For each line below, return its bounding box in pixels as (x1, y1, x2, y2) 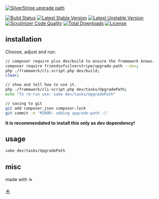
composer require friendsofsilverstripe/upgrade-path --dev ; (5, 63, 139, 69)
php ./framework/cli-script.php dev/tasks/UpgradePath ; (5, 87, 127, 92)
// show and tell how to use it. (5, 82, 77, 87)
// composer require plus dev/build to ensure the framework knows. (5, 58, 155, 64)
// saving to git (5, 101, 43, 106)
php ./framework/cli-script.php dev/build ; (5, 68, 100, 73)
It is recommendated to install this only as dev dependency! (5, 120, 135, 126)
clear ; (5, 73, 19, 78)
